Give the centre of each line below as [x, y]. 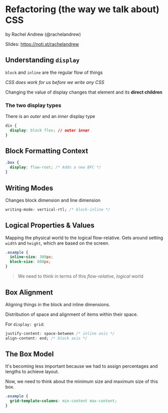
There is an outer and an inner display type [50, 116]
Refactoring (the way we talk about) [82, 9]
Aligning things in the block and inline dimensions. [58, 304]
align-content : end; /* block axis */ [46, 338]
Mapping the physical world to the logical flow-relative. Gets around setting [84, 238]
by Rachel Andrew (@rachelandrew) [43, 34]
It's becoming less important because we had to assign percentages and [81, 366]
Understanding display [43, 60]
